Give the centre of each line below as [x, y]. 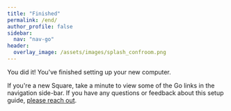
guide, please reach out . [42, 100]
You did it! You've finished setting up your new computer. [89, 72]
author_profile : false [40, 26]
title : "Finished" [34, 14]
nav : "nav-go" [34, 40]
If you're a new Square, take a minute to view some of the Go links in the [111, 85]
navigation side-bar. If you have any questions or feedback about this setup [115, 93]
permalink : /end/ [32, 20]
